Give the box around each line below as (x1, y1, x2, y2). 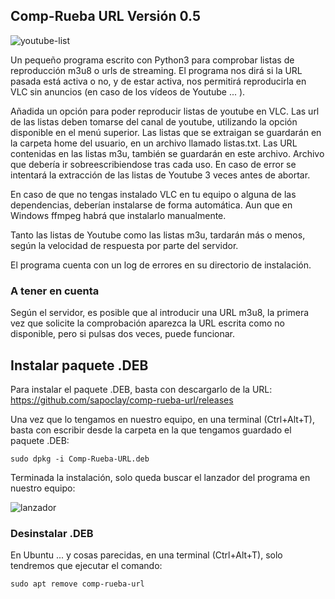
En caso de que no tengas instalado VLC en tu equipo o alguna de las (10, 188, 297, 200)
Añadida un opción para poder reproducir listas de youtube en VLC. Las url (10, 105, 320, 117)
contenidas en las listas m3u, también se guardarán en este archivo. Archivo (10, 147, 325, 159)
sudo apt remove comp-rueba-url (10, 579, 145, 589)
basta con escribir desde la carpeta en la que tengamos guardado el (10, 424, 292, 436)
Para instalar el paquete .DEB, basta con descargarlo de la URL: (10, 383, 273, 395)
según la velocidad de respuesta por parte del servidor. (10, 239, 239, 251)
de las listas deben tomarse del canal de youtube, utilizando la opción (10, 115, 298, 128)
